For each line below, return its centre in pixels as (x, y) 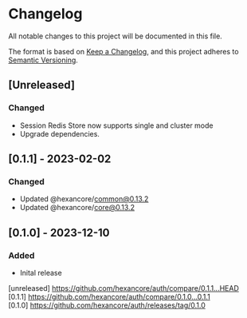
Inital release (41, 273)
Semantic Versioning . (43, 60)
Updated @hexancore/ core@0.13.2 (77, 208)
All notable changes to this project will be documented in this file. (116, 36)
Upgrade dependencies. (59, 133)
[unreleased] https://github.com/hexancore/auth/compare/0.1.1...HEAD (123, 288)
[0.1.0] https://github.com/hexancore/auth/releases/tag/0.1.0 (107, 305)
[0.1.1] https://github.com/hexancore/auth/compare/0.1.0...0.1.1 (110, 297)
